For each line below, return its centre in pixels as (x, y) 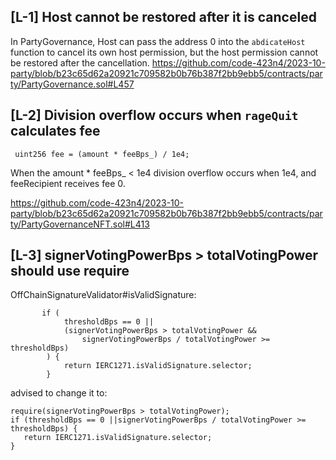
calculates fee (55, 131)
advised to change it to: (59, 393)
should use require (70, 271)
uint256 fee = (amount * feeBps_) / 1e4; (102, 154)
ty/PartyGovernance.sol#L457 (72, 84)
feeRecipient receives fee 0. (68, 183)
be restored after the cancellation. (80, 62)
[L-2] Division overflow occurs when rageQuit (154, 115)
